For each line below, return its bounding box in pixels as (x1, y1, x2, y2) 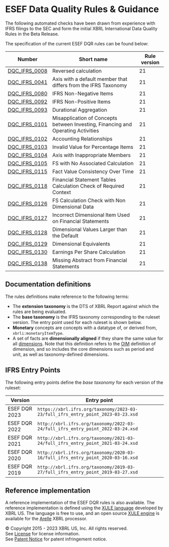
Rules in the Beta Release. (5, 31, 59, 37)
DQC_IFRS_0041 (8, 79, 48, 86)
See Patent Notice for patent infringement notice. (5, 536, 107, 542)
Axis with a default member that (52, 75, 128, 83)
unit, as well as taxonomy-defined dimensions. (12, 351, 109, 357)
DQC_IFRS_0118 (8, 182, 48, 189)
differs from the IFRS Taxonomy (52, 82, 127, 89)
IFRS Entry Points (5, 366, 61, 374)
